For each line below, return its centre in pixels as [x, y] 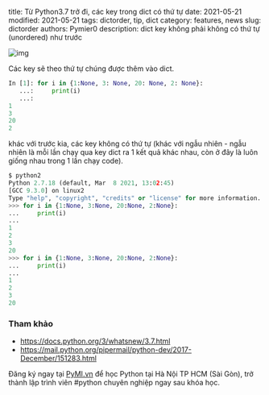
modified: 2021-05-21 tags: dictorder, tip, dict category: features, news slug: [135, 20]
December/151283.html [58, 359]
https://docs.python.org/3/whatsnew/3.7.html [95, 341]
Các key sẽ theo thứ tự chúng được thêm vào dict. [91, 69]
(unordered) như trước [46, 37]
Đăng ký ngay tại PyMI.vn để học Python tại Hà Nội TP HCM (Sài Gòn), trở [131, 374]
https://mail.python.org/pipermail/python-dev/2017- [106, 350]
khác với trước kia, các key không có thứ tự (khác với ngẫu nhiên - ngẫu [128, 143]
